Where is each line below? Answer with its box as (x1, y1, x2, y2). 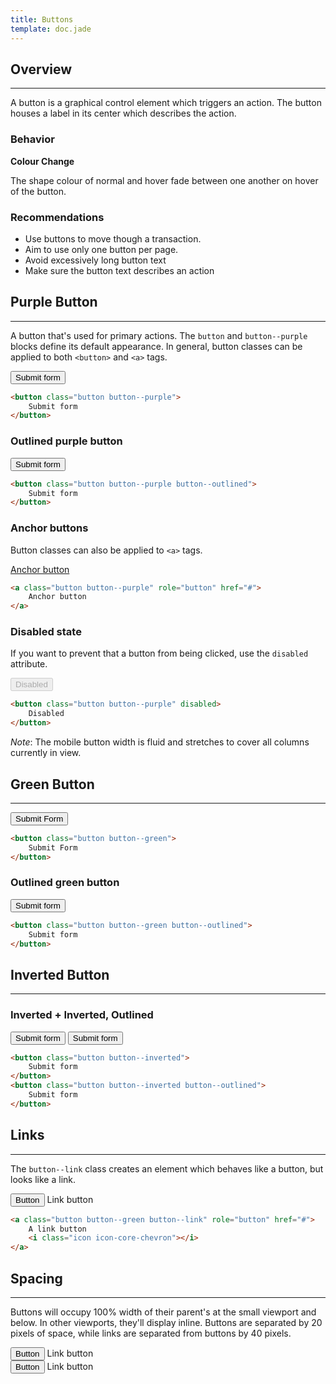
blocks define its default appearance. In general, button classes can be (10, 340, 303, 352)
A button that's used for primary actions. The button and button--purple (10, 329, 308, 341)
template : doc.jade (10, 24, 92, 34)
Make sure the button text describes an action (24, 264, 215, 276)
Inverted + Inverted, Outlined (10, 1008, 154, 1022)
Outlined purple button (10, 434, 123, 448)
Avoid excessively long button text (24, 254, 167, 266)
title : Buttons (10, 14, 74, 25)
